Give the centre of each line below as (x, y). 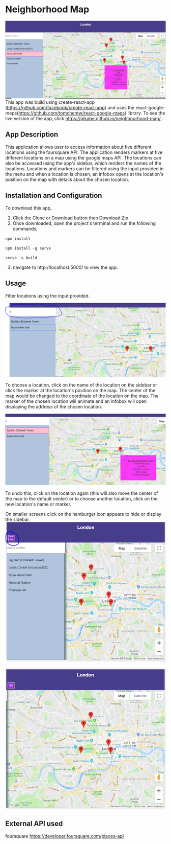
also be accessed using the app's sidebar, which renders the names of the (83, 163)
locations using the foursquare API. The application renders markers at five (84, 152)
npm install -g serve (28, 248)
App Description (32, 135)
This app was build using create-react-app (50, 102)
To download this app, (28, 208)
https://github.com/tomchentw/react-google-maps (72, 113)
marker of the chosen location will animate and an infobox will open (76, 401)
